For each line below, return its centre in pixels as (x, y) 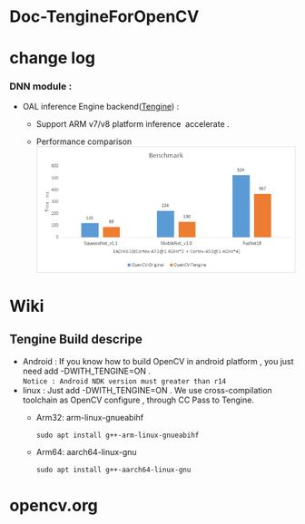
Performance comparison (84, 141)
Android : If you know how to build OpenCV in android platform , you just (158, 361)
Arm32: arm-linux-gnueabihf (90, 417)
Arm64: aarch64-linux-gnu (87, 451)
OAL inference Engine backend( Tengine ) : (101, 106)
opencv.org (54, 505)
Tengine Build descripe (76, 340)
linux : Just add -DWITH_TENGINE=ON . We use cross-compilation (147, 390)
